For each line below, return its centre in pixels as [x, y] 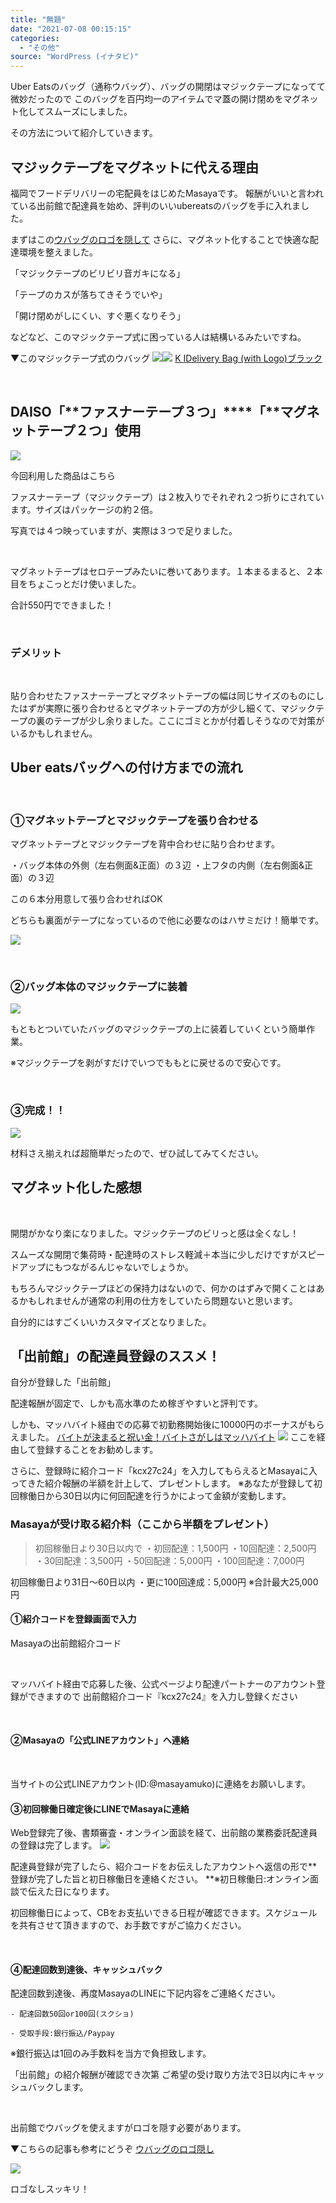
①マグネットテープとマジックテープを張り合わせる [135, 820]
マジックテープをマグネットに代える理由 [135, 167]
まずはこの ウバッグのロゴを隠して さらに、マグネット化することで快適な [160, 239]
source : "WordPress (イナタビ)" [74, 57]
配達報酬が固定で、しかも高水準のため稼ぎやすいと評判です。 [137, 1403]
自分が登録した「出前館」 [63, 1382]
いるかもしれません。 [54, 733]
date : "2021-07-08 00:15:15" [71, 29]
